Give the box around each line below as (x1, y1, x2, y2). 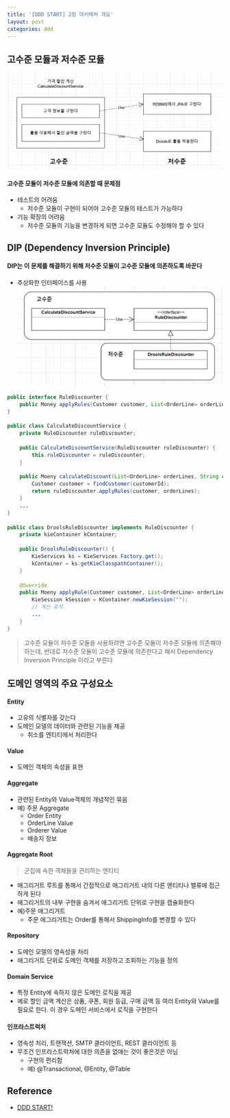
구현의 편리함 (27, 1056, 63, 1064)
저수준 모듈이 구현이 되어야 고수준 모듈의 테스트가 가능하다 (27, 205, 183, 213)
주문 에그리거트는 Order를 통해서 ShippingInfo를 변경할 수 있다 (27, 915, 196, 923)
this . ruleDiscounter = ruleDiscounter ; (31, 452, 146, 458)
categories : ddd (7, 25, 53, 32)
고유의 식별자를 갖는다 (16, 714, 77, 722)
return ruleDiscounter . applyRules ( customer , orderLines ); (31, 488, 201, 495)
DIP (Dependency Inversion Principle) (7, 242, 170, 253)
